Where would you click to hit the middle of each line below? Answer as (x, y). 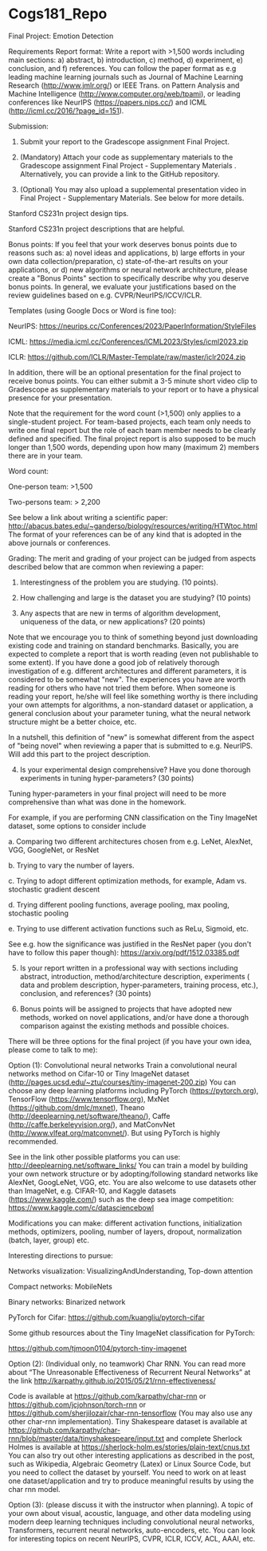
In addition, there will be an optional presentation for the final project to (125, 372)
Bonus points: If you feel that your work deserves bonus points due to (123, 244)
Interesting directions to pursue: (61, 1255)
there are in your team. (46, 455)
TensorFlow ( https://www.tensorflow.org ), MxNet (89, 1099)
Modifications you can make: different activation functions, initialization (125, 1223)
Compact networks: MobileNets (61, 1286)
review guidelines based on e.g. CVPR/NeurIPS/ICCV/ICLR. (105, 295)
